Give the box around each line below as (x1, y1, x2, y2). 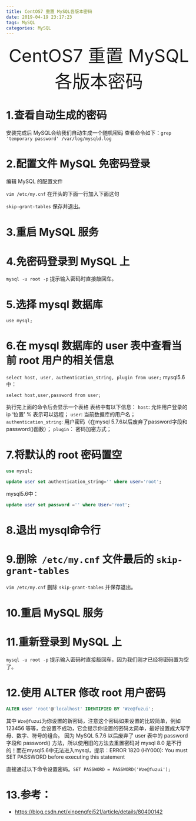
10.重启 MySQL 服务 (6, 606, 104, 619)
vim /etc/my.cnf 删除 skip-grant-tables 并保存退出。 (6, 583, 137, 590)
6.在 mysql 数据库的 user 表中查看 (6, 339, 172, 353)
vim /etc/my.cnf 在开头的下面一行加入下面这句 (6, 191, 119, 198)
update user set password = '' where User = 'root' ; (6, 502, 131, 508)
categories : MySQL (6, 25, 51, 31)
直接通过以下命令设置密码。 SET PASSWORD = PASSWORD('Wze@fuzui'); (6, 765, 171, 772)
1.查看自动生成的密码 (6, 109, 107, 122)
